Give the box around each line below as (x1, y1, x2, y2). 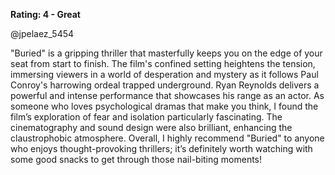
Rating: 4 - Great (10, 9, 81, 20)
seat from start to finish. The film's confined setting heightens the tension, (10, 58, 316, 69)
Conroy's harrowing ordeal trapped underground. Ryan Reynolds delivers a (10, 79, 320, 91)
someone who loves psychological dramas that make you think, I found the (10, 100, 319, 112)
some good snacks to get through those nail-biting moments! (10, 154, 263, 165)
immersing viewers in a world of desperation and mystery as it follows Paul (10, 69, 319, 80)
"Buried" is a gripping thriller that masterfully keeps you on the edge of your (10, 47, 323, 59)
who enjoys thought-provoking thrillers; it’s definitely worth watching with (10, 143, 313, 154)
